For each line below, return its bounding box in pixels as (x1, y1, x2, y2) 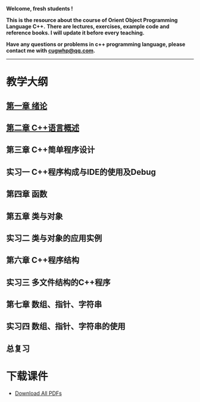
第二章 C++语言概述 (6, 123, 80, 133)
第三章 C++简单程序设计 (6, 145, 95, 155)
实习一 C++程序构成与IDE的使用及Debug (6, 167, 157, 177)
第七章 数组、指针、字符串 (6, 300, 102, 310)
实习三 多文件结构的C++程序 (6, 277, 111, 287)
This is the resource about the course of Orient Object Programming (6, 17, 178, 23)
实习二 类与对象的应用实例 (6, 233, 102, 243)
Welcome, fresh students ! (6, 5, 73, 12)
